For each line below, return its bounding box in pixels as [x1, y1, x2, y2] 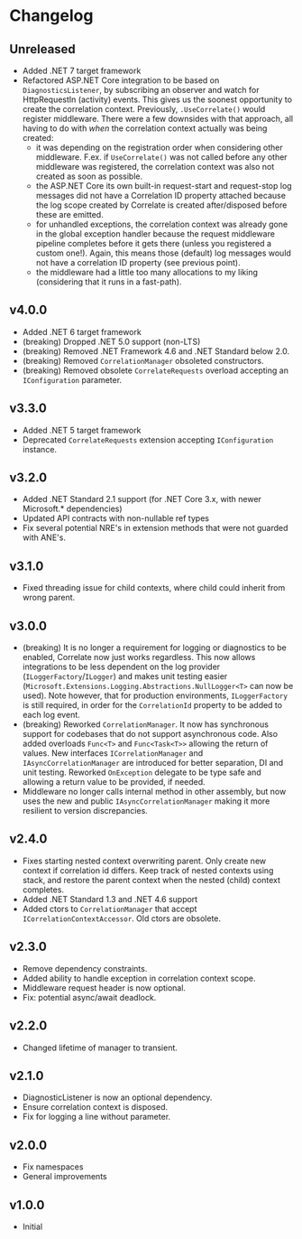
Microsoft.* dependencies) [22, 503, 124, 515]
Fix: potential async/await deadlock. [22, 992, 157, 1002]
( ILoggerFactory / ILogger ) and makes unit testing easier [22, 671, 228, 682]
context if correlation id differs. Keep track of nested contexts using [22, 864, 274, 876]
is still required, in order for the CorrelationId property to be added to [22, 700, 282, 711]
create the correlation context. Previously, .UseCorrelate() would [22, 104, 266, 114]
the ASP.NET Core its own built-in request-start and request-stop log [35, 181, 292, 191]
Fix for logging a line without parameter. [22, 1112, 171, 1123]
